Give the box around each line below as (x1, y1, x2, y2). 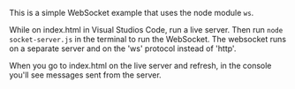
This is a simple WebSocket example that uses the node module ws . (9, 8, 254, 18)
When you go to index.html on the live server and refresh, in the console (9, 61, 272, 70)
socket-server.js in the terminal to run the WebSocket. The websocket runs (9, 34, 287, 44)
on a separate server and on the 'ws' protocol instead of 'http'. (9, 43, 237, 54)
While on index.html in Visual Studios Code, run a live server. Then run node (9, 25, 284, 34)
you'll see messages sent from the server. (9, 70, 162, 80)
